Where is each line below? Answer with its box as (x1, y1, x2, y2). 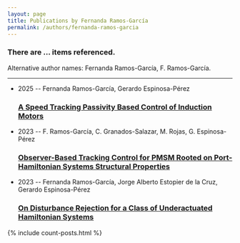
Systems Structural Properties (62, 162, 170, 172)
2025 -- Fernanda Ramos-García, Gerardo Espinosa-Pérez (17, 84, 191, 93)
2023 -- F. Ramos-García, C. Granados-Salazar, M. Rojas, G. (17, 127, 196, 136)
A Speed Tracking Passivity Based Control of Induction (17, 101, 212, 111)
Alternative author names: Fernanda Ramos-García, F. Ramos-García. (7, 64, 211, 72)
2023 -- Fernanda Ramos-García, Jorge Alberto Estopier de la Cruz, (17, 178, 218, 187)
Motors (17, 111, 44, 121)
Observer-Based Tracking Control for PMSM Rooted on (17, 152, 213, 162)
